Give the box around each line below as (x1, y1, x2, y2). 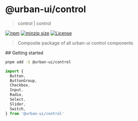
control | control (17, 20, 52, 26)
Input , (10, 88, 24, 93)
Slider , (10, 101, 26, 107)
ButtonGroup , (10, 78, 37, 83)
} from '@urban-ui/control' (5, 111, 65, 116)
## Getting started (5, 50, 44, 56)
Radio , (10, 92, 24, 97)
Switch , (10, 106, 26, 111)
